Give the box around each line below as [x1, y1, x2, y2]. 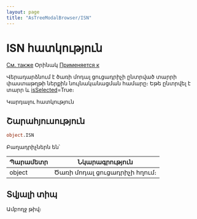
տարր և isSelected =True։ [6, 86, 75, 94]
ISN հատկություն [6, 41, 103, 55]
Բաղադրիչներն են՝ [6, 144, 60, 151]
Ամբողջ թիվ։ [6, 205, 42, 212]
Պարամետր [9, 158, 48, 166]
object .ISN [6, 133, 34, 139]
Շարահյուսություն [6, 116, 85, 126]
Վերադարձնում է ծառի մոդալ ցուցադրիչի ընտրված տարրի [6, 73, 177, 80]
